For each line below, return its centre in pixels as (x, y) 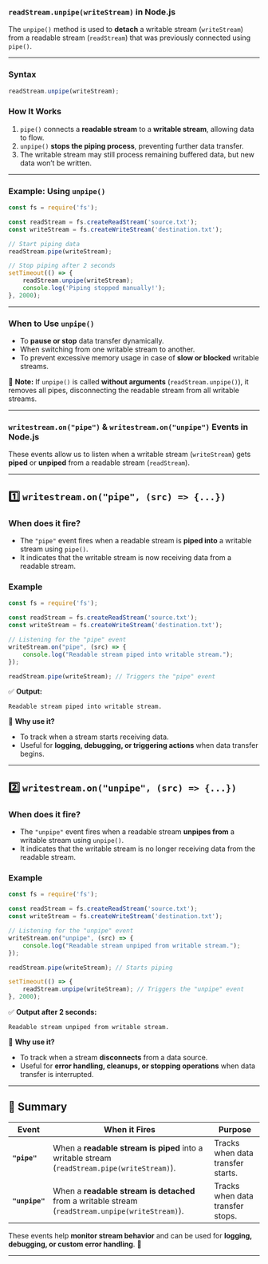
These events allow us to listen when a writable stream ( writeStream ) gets (130, 455)
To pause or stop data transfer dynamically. (92, 341)
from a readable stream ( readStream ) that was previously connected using (130, 38)
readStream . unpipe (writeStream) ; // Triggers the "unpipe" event (134, 989)
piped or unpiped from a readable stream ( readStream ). (99, 463)
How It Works (35, 112)
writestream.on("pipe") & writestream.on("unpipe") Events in (128, 427)
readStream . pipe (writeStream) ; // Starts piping (91, 968)
